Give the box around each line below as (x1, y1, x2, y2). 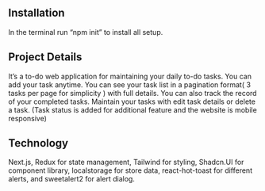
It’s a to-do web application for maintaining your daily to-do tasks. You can (8, 71, 252, 81)
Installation (8, 6, 65, 20)
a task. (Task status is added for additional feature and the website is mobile (8, 105, 258, 114)
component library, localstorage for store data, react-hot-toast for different (8, 166, 252, 175)
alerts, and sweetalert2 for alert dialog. (8, 174, 135, 184)
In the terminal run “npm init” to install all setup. (8, 27, 163, 36)
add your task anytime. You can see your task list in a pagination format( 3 (8, 79, 252, 90)
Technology (8, 136, 69, 150)
